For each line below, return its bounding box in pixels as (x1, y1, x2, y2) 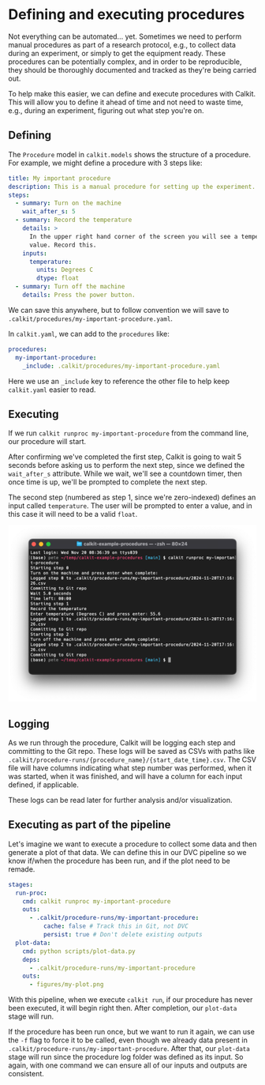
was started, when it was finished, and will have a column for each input (8, 771, 243, 781)
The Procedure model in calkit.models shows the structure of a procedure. (8, 149, 251, 159)
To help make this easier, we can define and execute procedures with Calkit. (8, 89, 256, 98)
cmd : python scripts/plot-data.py (22, 947, 136, 955)
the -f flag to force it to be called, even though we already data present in (8, 1035, 248, 1045)
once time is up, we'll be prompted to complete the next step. (8, 477, 207, 487)
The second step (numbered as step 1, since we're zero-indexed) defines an (8, 492, 256, 503)
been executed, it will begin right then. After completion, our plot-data (8, 1004, 237, 1013)
